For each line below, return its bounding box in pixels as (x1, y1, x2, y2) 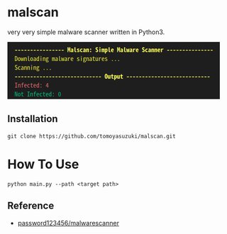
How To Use (7, 156, 79, 172)
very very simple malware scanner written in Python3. (7, 28, 165, 36)
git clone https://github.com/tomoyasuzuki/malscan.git (7, 133, 176, 140)
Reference (7, 200, 55, 212)
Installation (7, 113, 58, 125)
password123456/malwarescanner (17, 218, 119, 227)
